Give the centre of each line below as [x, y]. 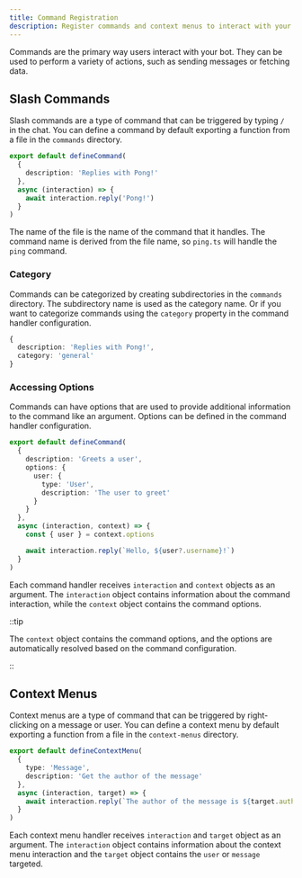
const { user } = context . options [90, 535]
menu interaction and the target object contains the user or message [135, 855]
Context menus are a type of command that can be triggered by [127, 715]
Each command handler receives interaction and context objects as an [142, 585]
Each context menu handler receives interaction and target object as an [145, 835]
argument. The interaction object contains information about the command [150, 594]
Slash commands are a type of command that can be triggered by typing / [147, 121]
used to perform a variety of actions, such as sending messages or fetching [150, 61]
